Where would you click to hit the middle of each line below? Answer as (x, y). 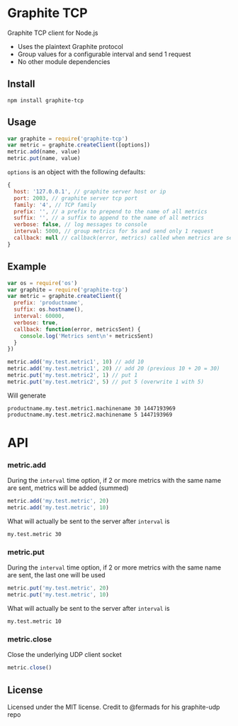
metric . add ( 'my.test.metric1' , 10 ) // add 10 (75, 362)
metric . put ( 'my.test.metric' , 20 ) (58, 588)
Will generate (27, 395)
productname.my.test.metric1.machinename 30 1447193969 (91, 408)
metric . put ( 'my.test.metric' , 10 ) (58, 595)
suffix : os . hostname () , (49, 310)
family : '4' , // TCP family (55, 205)
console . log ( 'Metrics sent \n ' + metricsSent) (87, 336)
